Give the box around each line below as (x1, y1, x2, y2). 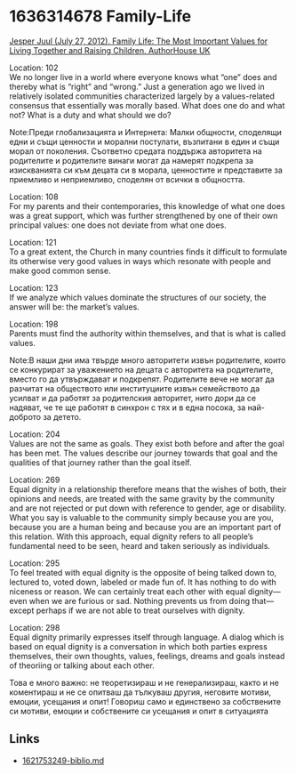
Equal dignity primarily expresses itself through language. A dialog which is (9, 632, 284, 642)
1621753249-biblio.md (21, 754, 105, 766)
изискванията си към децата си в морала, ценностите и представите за (9, 165, 283, 175)
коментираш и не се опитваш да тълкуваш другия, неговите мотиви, (9, 687, 272, 697)
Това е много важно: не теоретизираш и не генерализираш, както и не (9, 677, 280, 688)
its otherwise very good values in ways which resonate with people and (9, 255, 271, 266)
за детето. (43, 411, 82, 422)
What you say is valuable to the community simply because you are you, (9, 512, 274, 522)
